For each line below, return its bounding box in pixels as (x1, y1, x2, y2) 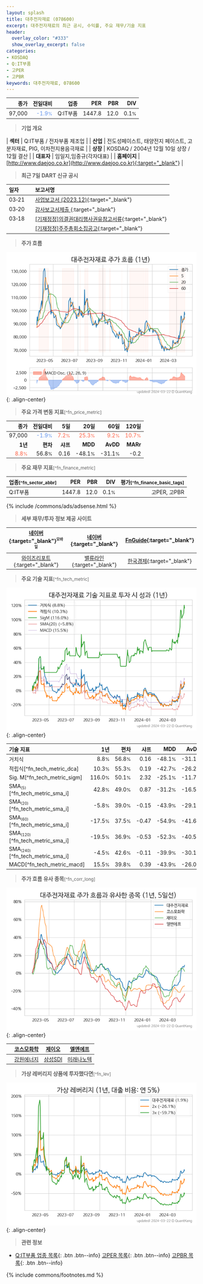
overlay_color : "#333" (11, 35, 69, 42)
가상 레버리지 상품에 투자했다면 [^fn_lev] (21, 1070, 111, 1078)
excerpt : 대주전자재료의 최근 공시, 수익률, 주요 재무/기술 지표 (6, 22, 146, 28)
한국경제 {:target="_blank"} (127, 558, 192, 565)
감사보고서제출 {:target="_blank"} (35, 206, 116, 213)
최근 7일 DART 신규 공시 (21, 171, 79, 179)
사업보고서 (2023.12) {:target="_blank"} (35, 196, 132, 203)
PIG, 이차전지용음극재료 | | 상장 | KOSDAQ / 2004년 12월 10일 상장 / (28, 145, 190, 152)
